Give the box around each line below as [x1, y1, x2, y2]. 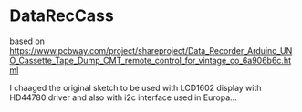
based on [9, 36, 46, 46]
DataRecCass [9, 5, 114, 26]
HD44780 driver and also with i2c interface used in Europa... [9, 92, 237, 103]
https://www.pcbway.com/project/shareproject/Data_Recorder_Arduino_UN [9, 45, 293, 56]
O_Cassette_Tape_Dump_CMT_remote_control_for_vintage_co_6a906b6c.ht [9, 55, 292, 66]
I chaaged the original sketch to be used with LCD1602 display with [9, 82, 262, 93]
